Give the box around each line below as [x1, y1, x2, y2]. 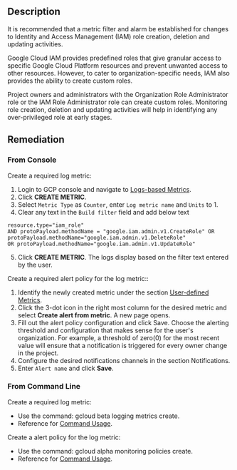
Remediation [7, 133, 65, 145]
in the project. [17, 349, 59, 357]
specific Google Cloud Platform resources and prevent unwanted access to [7, 61, 228, 70]
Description [7, 6, 60, 18]
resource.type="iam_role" [7, 221, 84, 229]
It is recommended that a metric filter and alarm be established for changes [7, 24, 229, 33]
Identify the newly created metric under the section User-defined [17, 288, 209, 297]
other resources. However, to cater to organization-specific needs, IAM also [7, 68, 230, 77]
